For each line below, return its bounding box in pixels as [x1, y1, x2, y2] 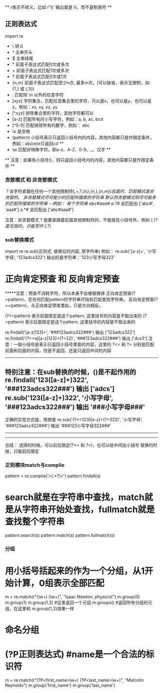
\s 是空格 [12, 128, 31, 134]
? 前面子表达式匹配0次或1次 [12, 74, 67, 79]
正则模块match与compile [5, 462, 65, 468]
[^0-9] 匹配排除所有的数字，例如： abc [12, 122, 90, 128]
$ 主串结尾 [12, 55, 33, 61]
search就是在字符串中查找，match [5, 491, 145, 503]
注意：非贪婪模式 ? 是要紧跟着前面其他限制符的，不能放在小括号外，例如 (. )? [5, 217, 158, 223]
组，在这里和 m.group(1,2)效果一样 [5, 606, 74, 612]
